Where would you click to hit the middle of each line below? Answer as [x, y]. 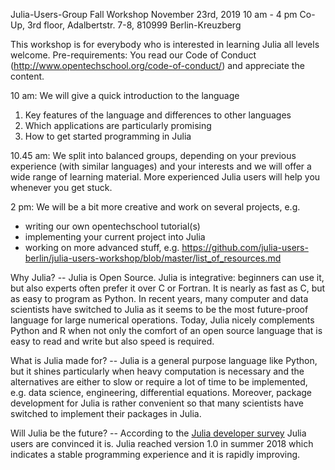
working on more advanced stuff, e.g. [102, 247]
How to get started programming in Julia [108, 136]
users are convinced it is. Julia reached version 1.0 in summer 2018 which [162, 443]
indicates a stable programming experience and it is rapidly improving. [155, 454]
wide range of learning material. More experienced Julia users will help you [165, 177]
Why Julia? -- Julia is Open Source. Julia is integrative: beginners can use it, [167, 277]
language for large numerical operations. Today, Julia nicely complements [162, 320]
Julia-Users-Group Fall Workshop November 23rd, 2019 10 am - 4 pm [154, 14]
